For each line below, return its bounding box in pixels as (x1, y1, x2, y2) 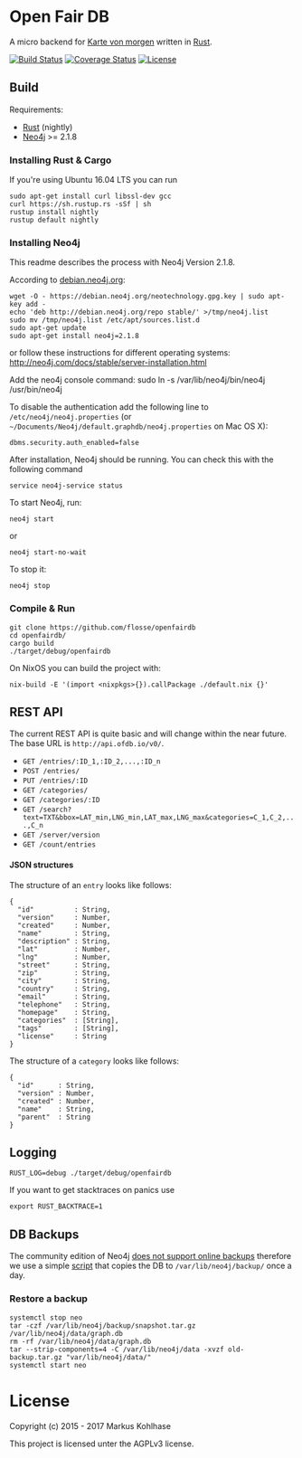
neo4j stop (9, 582, 51, 591)
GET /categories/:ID (22, 796, 100, 805)
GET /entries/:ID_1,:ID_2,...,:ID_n (22, 757, 161, 766)
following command (9, 464, 83, 475)
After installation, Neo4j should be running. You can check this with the (9, 454, 274, 465)
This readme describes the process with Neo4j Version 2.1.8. (9, 257, 236, 268)
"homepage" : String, (17, 1008, 111, 1017)
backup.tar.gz (9, 1352, 63, 1362)
